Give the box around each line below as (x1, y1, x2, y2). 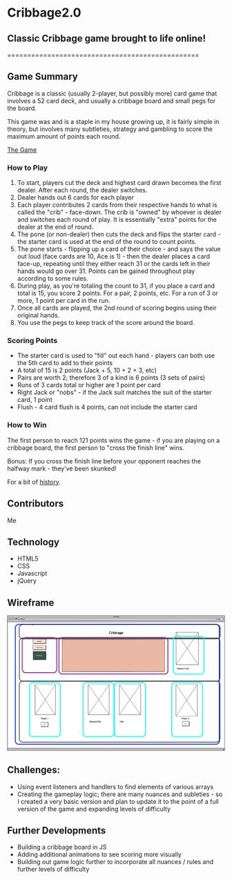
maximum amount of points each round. (7, 132, 121, 140)
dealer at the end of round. (17, 223, 94, 231)
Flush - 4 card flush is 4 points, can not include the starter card (17, 403, 197, 412)
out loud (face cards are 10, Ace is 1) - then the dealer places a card (17, 252, 211, 261)
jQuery (17, 577, 37, 585)
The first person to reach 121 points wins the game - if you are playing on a (7, 436, 220, 444)
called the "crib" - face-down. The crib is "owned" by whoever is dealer (17, 208, 222, 216)
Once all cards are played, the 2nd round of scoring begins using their (17, 303, 217, 313)
